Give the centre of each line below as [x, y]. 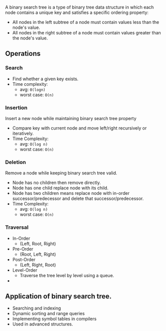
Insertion [16, 108]
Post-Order [24, 259]
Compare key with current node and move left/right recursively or [80, 128]
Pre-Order [23, 249]
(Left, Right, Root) [38, 265]
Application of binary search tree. [58, 296]
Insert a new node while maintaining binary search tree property [71, 118]
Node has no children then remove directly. [56, 183]
